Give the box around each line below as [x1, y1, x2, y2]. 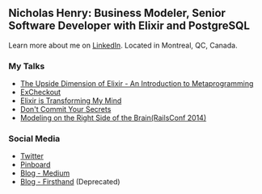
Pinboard [19, 160, 51, 170]
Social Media [8, 133, 61, 144]
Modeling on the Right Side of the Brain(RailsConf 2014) [19, 113, 207, 123]
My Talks [8, 60, 45, 72]
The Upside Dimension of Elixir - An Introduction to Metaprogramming [19, 79, 254, 89]
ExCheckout [19, 88, 61, 97]
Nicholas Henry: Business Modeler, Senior [8, 6, 226, 20]
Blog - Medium [19, 168, 70, 178]
